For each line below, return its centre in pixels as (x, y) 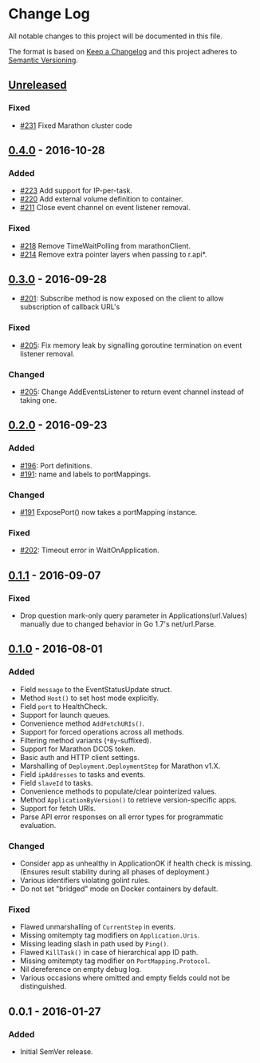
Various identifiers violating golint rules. (85, 880)
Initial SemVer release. (56, 1051)
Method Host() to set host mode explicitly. (89, 698)
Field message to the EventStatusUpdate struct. (96, 689)
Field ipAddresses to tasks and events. (83, 774)
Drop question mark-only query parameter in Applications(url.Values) (133, 615)
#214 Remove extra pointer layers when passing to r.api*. (113, 254)
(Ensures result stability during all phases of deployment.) (114, 871)
